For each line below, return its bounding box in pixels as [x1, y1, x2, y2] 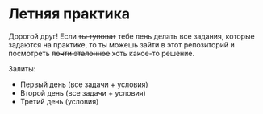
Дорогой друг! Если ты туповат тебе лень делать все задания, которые [8, 31, 256, 41]
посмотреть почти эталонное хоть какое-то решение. [8, 48, 195, 58]
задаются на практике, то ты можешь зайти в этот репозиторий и [8, 39, 236, 49]
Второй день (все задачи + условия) [19, 88, 147, 97]
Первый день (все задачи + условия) [19, 79, 148, 89]
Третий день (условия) [19, 96, 99, 106]
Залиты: [8, 63, 36, 73]
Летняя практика [8, 5, 131, 23]
